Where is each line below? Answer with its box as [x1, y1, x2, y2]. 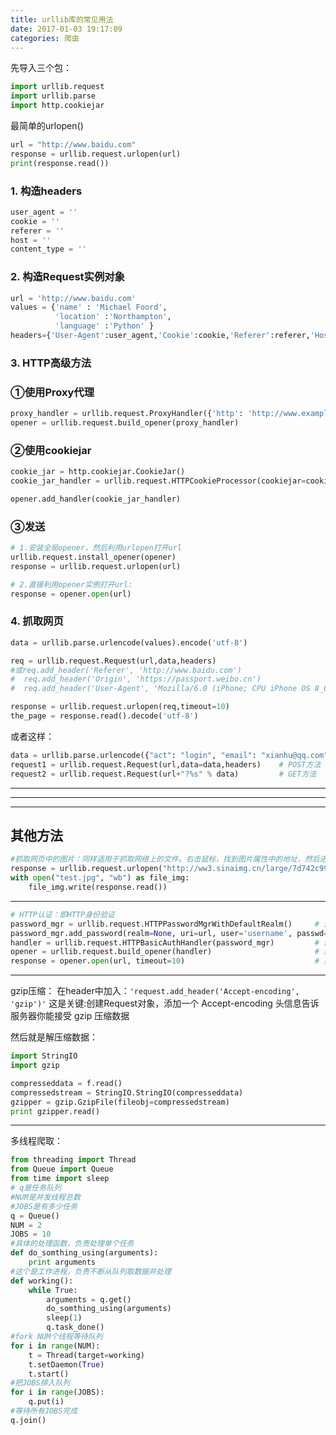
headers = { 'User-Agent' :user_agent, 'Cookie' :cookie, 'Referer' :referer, [10, 331, 311, 341]
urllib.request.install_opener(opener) [10, 552, 177, 563]
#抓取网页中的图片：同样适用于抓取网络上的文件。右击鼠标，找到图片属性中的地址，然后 [10, 854, 320, 865]
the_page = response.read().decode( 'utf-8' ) [10, 711, 199, 721]
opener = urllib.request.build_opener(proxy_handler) [10, 418, 240, 428]
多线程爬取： [10, 1135, 63, 1147]
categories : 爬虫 [10, 33, 80, 43]
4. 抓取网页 [10, 614, 64, 628]
